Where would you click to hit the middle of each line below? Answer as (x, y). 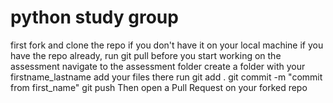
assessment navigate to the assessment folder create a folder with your (158, 66)
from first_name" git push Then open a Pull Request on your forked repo (159, 87)
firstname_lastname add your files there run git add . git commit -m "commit (166, 77)
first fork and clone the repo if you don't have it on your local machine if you (167, 45)
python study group (94, 17)
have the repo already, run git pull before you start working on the (146, 55)
